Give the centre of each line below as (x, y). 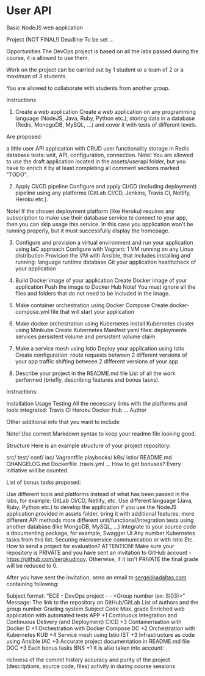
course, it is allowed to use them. (48, 58)
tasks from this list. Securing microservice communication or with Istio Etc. (100, 540)
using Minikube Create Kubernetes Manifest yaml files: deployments (101, 330)
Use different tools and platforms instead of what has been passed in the (98, 494)
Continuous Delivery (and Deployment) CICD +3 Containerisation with (94, 622)
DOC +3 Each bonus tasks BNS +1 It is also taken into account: (85, 648)
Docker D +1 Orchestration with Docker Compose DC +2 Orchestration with (101, 628)
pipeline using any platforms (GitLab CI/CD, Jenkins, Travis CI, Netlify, (103, 193)
